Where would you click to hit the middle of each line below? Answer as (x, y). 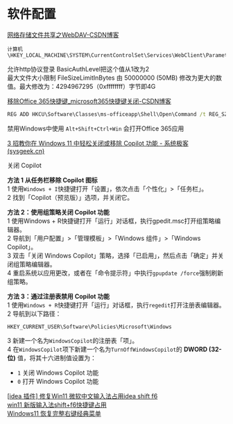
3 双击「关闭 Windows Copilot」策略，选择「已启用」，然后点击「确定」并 (113, 255)
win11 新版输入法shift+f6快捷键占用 (57, 405)
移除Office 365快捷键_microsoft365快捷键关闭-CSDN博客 (89, 101)
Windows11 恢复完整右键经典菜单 (54, 413)
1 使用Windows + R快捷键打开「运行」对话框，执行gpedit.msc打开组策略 (111, 221)
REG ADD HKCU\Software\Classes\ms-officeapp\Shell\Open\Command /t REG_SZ (118, 114)
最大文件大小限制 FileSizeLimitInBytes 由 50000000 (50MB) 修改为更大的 (112, 78)
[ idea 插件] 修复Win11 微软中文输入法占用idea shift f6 (83, 396)
